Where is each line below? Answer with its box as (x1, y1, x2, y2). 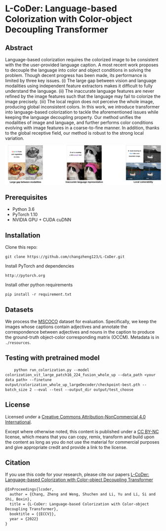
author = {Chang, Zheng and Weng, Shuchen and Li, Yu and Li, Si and (9, 492, 156, 497)
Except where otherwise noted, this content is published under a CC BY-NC (5, 428, 159, 434)
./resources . (5, 340, 31, 345)
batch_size (5, 387, 28, 392)
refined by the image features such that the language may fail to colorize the (5, 93, 161, 99)
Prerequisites (5, 193, 47, 201)
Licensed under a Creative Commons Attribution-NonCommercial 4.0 (5, 414, 146, 419)
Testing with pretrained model (5, 354, 100, 362)
